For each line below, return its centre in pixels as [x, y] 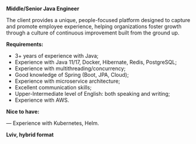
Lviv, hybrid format [30, 134]
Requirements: [25, 44]
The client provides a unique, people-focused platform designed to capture [98, 20]
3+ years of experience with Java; [57, 56]
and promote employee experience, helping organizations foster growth [94, 26]
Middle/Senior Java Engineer [43, 9]
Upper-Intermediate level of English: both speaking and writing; [92, 94]
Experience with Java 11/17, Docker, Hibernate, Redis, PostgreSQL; [96, 62]
